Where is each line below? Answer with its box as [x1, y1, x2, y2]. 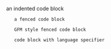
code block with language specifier [14, 37, 105, 43]
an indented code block [6, 5, 64, 12]
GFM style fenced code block [14, 27, 86, 32]
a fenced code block [14, 17, 65, 22]
